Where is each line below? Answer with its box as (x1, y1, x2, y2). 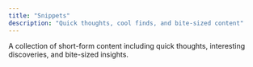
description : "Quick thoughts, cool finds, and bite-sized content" (8, 19, 244, 27)
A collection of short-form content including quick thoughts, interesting (8, 41, 246, 50)
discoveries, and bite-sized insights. (8, 49, 129, 59)
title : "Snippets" (8, 11, 70, 20)
